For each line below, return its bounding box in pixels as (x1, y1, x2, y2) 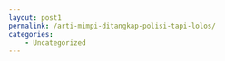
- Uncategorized (24, 38, 87, 48)
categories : (8, 30, 54, 39)
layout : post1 (8, 13, 63, 22)
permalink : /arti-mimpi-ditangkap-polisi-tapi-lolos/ (8, 22, 217, 30)
